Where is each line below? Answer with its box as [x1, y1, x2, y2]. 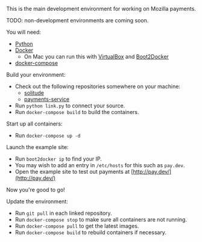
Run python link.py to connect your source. [14, 102, 125, 109]
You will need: [6, 28, 41, 36]
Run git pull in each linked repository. [14, 209, 113, 217]
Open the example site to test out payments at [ [14, 168, 134, 175]
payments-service [24, 96, 70, 103]
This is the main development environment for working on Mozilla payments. [6, 5, 196, 12]
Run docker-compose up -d [14, 132, 81, 139]
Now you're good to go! [6, 186, 65, 193]
